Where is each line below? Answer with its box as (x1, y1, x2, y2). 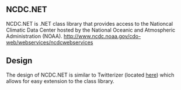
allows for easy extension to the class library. (6, 77, 115, 84)
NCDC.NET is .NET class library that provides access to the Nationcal (6, 20, 173, 27)
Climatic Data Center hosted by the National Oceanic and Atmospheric (6, 26, 176, 33)
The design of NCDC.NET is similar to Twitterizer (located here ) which (6, 71, 175, 78)
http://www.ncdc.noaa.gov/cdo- (63, 32, 141, 40)
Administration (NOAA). (6, 32, 62, 40)
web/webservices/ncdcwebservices (6, 39, 93, 46)
